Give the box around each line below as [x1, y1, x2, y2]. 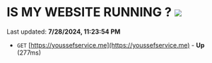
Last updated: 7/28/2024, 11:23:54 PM [6, 27, 121, 36]
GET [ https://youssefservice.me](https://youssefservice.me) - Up [16, 41, 205, 49]
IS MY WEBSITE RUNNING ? [6, 4, 172, 20]
